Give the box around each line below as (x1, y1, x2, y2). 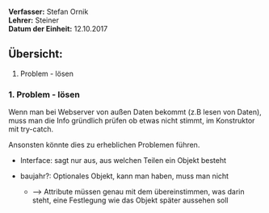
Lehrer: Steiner (8, 15, 59, 25)
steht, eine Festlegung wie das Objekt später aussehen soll (32, 195, 229, 205)
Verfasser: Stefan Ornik (8, 7, 89, 16)
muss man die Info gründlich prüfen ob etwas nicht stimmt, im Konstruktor (8, 116, 255, 126)
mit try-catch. (8, 124, 54, 134)
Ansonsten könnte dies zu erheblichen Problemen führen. (8, 140, 200, 150)
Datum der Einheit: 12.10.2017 (8, 24, 108, 33)
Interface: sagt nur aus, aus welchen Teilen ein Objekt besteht (19, 156, 226, 165)
